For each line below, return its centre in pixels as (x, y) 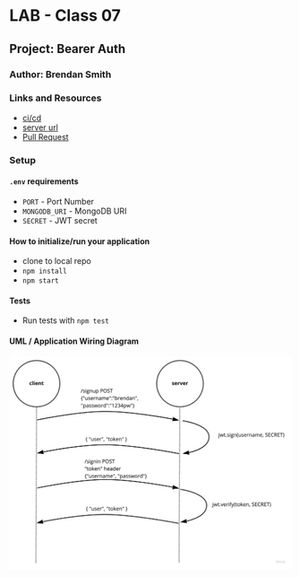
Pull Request (45, 136)
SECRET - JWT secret (60, 220)
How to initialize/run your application (80, 241)
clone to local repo (57, 261)
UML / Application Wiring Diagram (74, 341)
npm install (44, 271)
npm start (41, 281)
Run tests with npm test (65, 320)
